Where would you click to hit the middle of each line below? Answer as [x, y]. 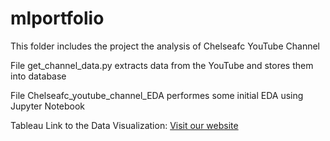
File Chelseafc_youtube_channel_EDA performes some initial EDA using [157, 95]
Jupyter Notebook [48, 106]
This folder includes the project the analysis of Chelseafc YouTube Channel [165, 46]
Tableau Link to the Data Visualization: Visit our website [124, 125]
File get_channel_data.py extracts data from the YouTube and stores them [162, 65]
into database [38, 76]
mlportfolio [57, 18]
